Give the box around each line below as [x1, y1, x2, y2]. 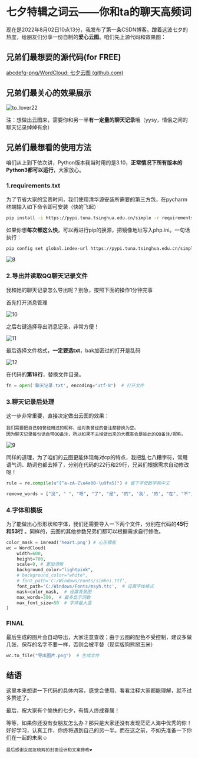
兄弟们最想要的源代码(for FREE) [6, 52, 121, 62]
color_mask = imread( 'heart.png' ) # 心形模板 [6, 539, 117, 545]
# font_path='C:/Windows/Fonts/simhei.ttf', [16, 578, 128, 584]
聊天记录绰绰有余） [6, 123, 53, 130]
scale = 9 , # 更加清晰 [16, 561, 64, 568]
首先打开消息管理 [6, 299, 48, 306]
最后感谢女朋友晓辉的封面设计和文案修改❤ [6, 747, 93, 753]
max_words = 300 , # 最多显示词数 [16, 594, 91, 600]
